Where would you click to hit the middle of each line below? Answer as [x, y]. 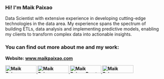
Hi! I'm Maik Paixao [29, 7]
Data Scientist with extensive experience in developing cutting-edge [75, 18]
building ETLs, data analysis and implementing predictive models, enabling [82, 29]
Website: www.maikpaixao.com [39, 58]
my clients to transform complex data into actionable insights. [68, 34]
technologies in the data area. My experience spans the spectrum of [75, 23]
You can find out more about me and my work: [62, 47]
